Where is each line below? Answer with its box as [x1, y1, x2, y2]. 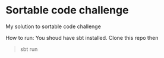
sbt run [20, 45, 38, 53]
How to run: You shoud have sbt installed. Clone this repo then [5, 34, 159, 41]
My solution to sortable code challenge [5, 23, 102, 30]
